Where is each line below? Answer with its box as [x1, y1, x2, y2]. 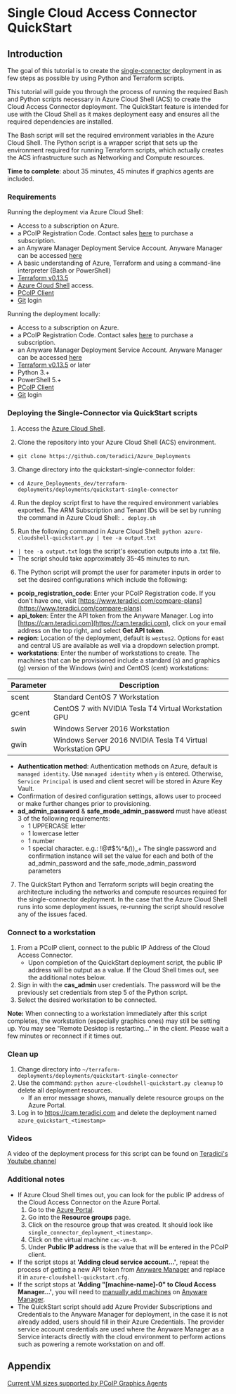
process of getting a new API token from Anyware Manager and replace [17, 1265, 225, 1273]
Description [119, 680, 159, 690]
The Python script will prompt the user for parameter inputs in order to [17, 568, 221, 576]
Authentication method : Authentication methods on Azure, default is [17, 762, 218, 770]
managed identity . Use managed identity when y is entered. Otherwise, [17, 769, 223, 778]
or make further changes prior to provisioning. [17, 799, 152, 807]
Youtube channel [7, 1157, 56, 1166]
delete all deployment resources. [17, 1086, 112, 1095]
